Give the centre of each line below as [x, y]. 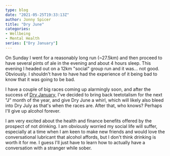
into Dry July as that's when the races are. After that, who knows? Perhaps [84, 106]
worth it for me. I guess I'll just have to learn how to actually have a [75, 142]
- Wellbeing [18, 34]
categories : [18, 29]
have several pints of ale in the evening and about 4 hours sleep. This [78, 63]
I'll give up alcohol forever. [33, 111]
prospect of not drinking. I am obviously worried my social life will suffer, [81, 126]
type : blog [17, 10]
